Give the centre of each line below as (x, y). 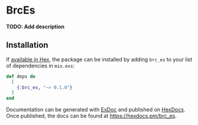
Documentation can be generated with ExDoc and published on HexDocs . (96, 110)
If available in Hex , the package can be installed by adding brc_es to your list (99, 59)
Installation (27, 45)
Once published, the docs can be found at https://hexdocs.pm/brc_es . (92, 116)
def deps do (21, 76)
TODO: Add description (35, 27)
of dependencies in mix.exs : (40, 65)
